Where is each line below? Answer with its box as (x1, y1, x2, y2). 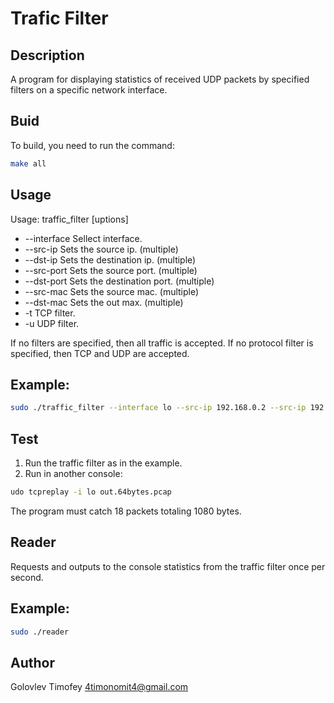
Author (10, 654, 55, 671)
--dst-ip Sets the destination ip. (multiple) (24, 253, 197, 266)
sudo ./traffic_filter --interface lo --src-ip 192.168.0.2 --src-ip (10, 403, 307, 413)
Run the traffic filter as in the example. (24, 457, 183, 469)
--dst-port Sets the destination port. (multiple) (24, 275, 215, 287)
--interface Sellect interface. (24, 232, 143, 244)
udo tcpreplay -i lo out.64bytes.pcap (10, 487, 172, 497)
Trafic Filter (10, 7, 109, 30)
